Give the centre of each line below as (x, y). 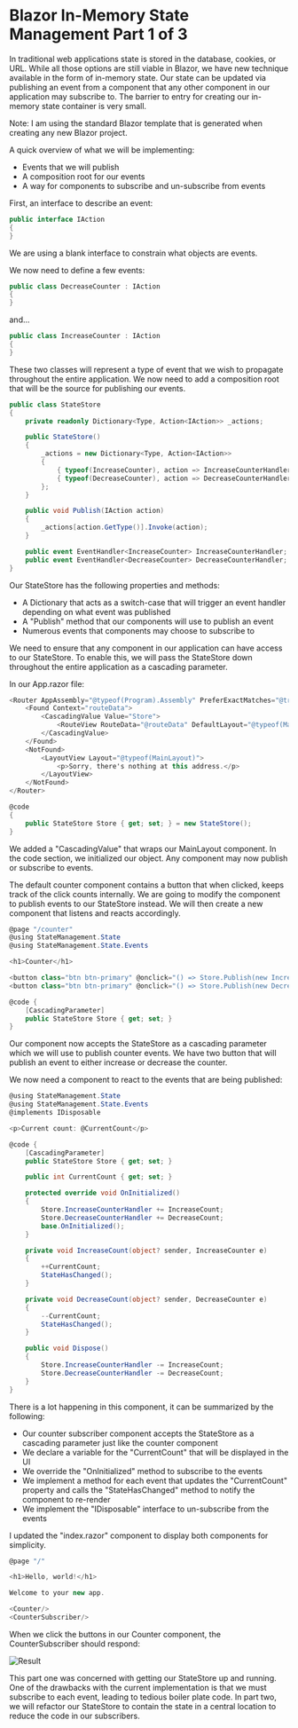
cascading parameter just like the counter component (120, 1442)
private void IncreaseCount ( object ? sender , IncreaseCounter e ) (146, 1251)
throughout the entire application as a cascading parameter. (118, 667)
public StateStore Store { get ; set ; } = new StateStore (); (138, 823)
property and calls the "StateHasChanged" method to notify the (138, 1490)
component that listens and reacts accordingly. (95, 913)
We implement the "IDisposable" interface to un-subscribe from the (145, 1509)
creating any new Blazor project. (68, 132)
